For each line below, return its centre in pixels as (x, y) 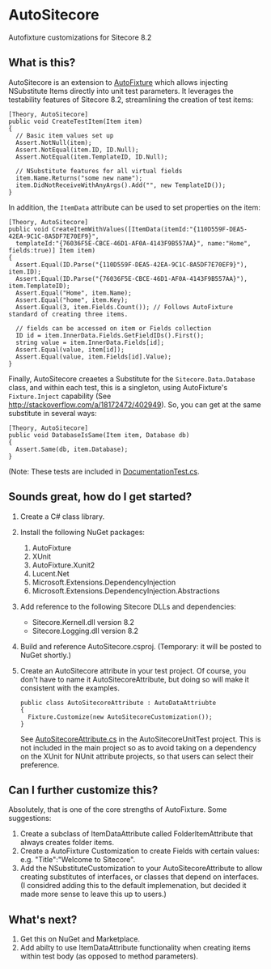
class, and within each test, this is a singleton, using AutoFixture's (118, 387)
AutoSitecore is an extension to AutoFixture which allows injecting (119, 82)
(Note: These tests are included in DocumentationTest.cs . (104, 471)
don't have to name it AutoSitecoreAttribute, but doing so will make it (134, 679)
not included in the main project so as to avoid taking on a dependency (138, 747)
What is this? (42, 63)
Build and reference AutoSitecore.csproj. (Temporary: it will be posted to (141, 646)
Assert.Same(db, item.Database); (72, 449)
